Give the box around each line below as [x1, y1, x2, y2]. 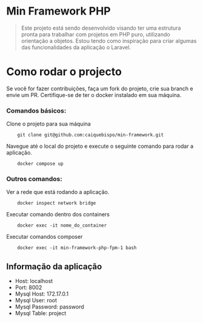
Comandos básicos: [6, 106, 67, 115]
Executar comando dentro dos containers [6, 211, 110, 218]
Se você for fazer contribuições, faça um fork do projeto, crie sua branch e [6, 85, 193, 92]
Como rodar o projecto [6, 65, 122, 79]
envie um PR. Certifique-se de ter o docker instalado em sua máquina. [6, 91, 182, 98]
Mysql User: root [15, 297, 58, 304]
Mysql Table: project [15, 310, 67, 317]
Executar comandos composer [6, 233, 83, 241]
